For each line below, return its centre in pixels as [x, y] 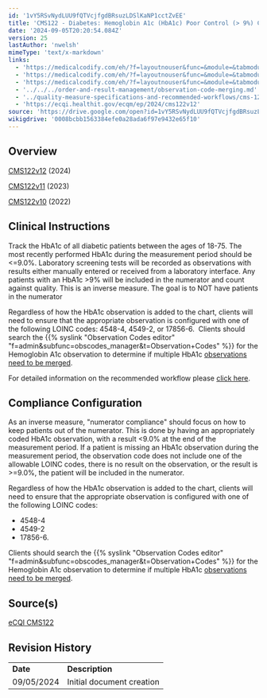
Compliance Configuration [75, 403]
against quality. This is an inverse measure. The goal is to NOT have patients [133, 288]
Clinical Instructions [59, 226]
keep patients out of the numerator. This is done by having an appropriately [132, 431]
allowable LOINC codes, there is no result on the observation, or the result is [133, 464]
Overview [33, 152]
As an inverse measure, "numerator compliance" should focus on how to [127, 422]
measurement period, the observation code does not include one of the [125, 456]
